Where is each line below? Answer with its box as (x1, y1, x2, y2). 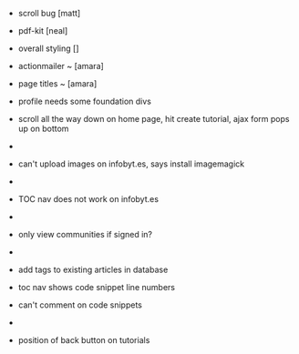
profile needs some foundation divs (17, 96, 152, 106)
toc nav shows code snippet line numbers (17, 282, 176, 292)
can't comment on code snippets (17, 299, 143, 310)
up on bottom (17, 123, 69, 134)
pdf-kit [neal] (17, 25, 68, 35)
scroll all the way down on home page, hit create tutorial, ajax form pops (17, 114, 290, 124)
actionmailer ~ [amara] (17, 61, 105, 71)
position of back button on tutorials (17, 335, 150, 345)
